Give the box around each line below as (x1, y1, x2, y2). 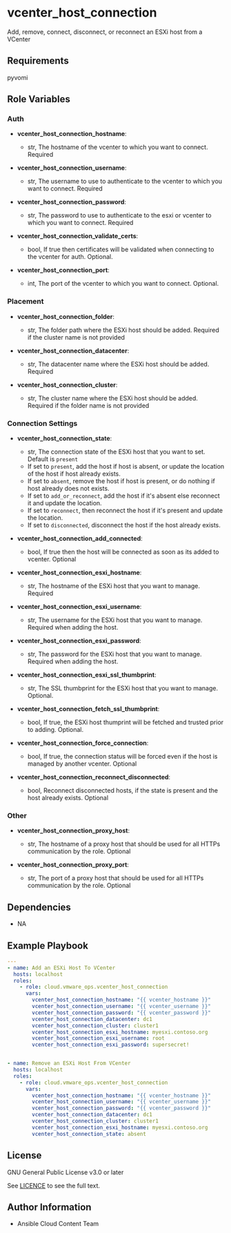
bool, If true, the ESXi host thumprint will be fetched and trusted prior (27, 718, 224, 726)
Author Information (7, 1201, 92, 1213)
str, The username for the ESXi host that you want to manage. (27, 616, 203, 624)
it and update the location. (27, 499, 102, 507)
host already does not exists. (27, 485, 110, 493)
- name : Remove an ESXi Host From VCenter (7, 1060, 131, 1067)
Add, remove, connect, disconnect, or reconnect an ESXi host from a (7, 28, 203, 36)
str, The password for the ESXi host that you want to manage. (27, 650, 202, 659)
